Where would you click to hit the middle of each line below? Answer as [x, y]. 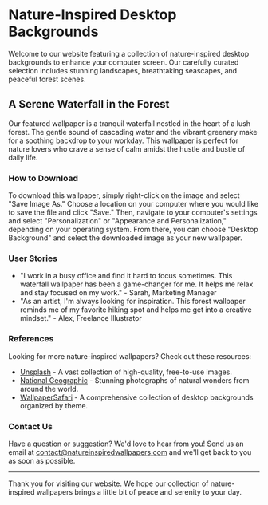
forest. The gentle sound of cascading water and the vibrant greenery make [133, 132]
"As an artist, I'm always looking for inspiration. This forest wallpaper [132, 302]
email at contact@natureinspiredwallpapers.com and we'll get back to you [130, 452]
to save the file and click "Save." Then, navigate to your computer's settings [133, 212]
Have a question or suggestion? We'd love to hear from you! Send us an [126, 444]
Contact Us [31, 426]
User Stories [33, 258]
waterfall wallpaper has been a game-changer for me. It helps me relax [136, 284]
